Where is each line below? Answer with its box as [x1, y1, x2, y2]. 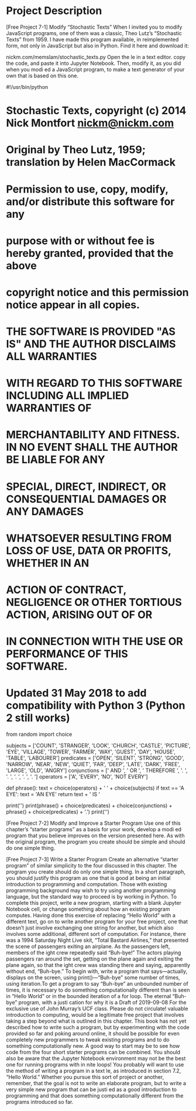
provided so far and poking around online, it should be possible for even [6, 1030, 180, 1037]
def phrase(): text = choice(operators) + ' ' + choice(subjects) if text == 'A [6, 784, 184, 791]
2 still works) [6, 711, 70, 725]
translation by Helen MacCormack [6, 156, 176, 169]
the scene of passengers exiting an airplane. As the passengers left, [6, 943, 171, 950]
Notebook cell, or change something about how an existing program [6, 906, 170, 913]
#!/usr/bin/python [6, 83, 49, 90]
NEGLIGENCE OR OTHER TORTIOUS [6, 596, 183, 609]
